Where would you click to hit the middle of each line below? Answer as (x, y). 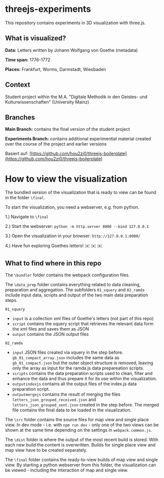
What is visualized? (36, 38)
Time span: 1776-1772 (28, 60)
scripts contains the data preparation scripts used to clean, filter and (82, 373)
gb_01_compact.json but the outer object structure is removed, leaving (83, 363)
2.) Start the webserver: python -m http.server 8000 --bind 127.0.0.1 (77, 226)
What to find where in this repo (53, 263)
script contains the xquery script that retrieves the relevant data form (83, 324)
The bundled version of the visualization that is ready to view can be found (81, 192)
